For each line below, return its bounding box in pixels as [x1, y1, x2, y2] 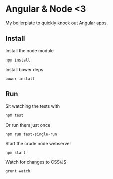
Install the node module [5, 47, 54, 53]
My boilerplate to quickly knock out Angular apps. [5, 20, 108, 26]
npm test [5, 113, 24, 118]
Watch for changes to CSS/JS [5, 159, 67, 165]
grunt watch [5, 168, 30, 174]
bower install [5, 76, 35, 81]
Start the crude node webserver [5, 140, 72, 146]
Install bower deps [5, 66, 44, 72]
